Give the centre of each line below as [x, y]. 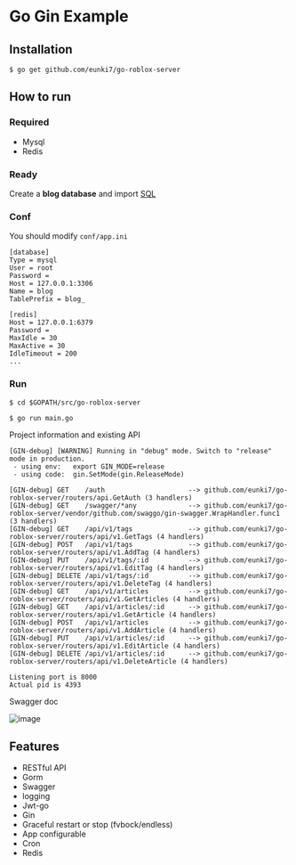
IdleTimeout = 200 [43, 354]
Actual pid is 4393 [45, 685]
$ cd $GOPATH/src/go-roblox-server [75, 403]
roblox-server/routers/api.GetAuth [75, 498]
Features [34, 746]
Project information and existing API [75, 435]
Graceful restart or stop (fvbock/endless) [97, 825]
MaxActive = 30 [37, 346]
